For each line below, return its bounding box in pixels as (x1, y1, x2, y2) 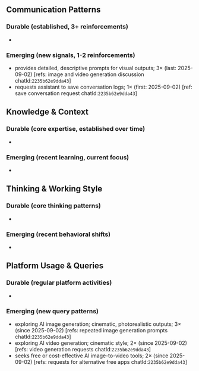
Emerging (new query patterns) (6, 307, 99, 315)
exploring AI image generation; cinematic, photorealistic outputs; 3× (14, 320, 182, 328)
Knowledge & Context (6, 107, 89, 117)
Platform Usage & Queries (6, 261, 104, 271)
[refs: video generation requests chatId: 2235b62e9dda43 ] (14, 345, 151, 353)
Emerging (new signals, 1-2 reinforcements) (6, 51, 135, 59)
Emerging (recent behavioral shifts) (6, 230, 111, 238)
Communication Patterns (6, 5, 101, 15)
